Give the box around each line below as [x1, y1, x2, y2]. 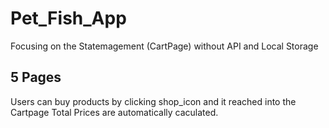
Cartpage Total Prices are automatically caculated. [10, 106, 219, 118]
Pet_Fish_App [10, 7, 127, 30]
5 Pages [10, 69, 62, 86]
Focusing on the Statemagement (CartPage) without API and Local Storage [10, 40, 319, 52]
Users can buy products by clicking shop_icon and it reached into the [10, 95, 297, 107]
